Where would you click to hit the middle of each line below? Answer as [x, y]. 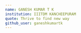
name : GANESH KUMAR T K [30, 9]
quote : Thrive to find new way [37, 18]
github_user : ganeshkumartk [34, 23]
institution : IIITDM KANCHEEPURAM [41, 14]
